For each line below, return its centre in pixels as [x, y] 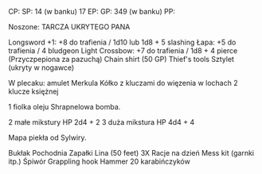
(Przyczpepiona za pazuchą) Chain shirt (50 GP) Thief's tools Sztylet [121, 59]
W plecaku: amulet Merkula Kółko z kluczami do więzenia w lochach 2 [123, 83]
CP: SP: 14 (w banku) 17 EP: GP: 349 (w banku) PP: [92, 12]
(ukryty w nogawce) [41, 68]
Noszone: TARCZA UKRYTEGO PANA [69, 27]
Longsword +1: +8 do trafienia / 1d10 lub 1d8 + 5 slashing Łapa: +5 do [122, 42]
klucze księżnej [33, 91]
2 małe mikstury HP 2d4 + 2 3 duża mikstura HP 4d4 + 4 [102, 122]
